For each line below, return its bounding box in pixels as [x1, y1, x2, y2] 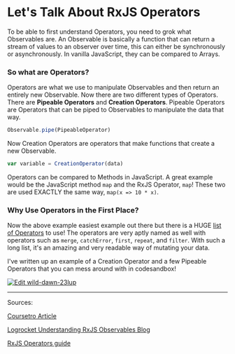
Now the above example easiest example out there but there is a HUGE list [7, 222, 222, 230]
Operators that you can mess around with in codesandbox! [7, 264, 176, 273]
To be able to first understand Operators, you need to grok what [7, 27, 192, 36]
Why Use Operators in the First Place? [7, 205, 139, 215]
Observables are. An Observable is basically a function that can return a [7, 34, 215, 43]
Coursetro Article [7, 312, 57, 320]
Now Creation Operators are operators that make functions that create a [7, 139, 215, 148]
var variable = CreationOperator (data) [7, 161, 124, 168]
